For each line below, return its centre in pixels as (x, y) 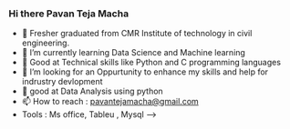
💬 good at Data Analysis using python (92, 91)
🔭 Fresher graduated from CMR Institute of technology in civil (137, 34)
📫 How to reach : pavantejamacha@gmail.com (110, 102)
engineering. (46, 43)
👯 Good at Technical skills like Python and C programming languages (151, 63)
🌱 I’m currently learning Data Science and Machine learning (133, 53)
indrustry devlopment (62, 82)
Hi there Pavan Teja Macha (69, 14)
